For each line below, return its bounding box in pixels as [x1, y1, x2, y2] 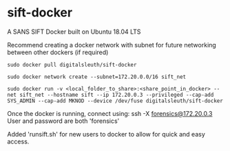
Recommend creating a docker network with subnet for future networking [7, 40, 217, 49]
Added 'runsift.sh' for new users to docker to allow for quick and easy [7, 130, 205, 138]
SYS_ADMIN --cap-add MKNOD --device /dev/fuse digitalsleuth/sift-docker [7, 97, 224, 104]
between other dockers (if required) [7, 48, 109, 56]
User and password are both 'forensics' [7, 117, 120, 125]
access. [7, 137, 30, 146]
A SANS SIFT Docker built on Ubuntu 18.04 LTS [7, 27, 141, 36]
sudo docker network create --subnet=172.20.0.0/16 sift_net [7, 73, 187, 80]
